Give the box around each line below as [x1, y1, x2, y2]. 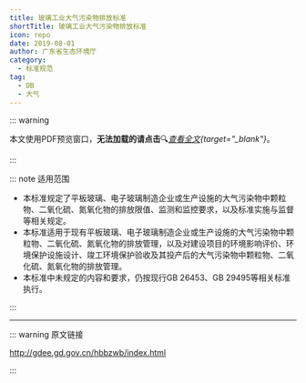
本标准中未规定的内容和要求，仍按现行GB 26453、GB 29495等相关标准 [22, 272, 291, 283]
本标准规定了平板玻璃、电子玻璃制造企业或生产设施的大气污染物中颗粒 [22, 192, 287, 203]
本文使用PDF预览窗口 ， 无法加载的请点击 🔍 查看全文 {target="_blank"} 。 [9, 133, 275, 144]
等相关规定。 [22, 215, 71, 226]
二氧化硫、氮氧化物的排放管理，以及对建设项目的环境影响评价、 [46, 237, 287, 248]
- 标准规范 [17, 65, 54, 74]
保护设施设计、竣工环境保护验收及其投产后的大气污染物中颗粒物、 [30, 249, 279, 260]
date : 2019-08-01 [9, 38, 76, 48]
